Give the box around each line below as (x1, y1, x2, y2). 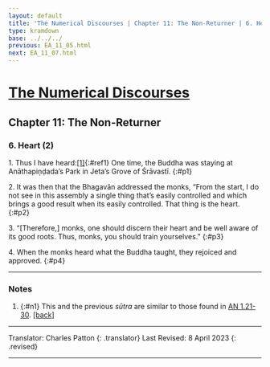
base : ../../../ (8, 34, 63, 43)
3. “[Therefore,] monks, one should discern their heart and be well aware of (8, 222, 259, 233)
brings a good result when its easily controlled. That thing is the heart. (8, 198, 240, 209)
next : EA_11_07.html (8, 49, 78, 57)
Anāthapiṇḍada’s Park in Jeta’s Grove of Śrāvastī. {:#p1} (8, 166, 193, 176)
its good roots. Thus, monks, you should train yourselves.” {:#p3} (8, 231, 224, 241)
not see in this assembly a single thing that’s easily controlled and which (8, 190, 247, 200)
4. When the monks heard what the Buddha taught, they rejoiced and (8, 247, 237, 257)
